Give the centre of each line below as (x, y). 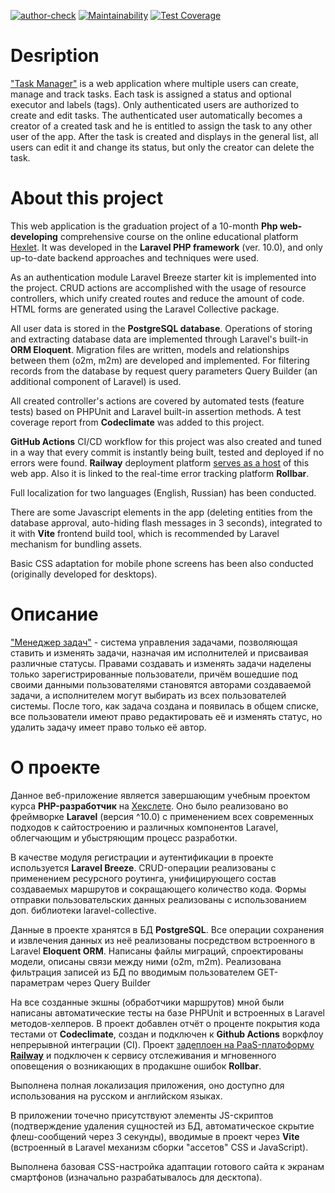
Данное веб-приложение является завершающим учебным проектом (160, 795)
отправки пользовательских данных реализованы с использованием (158, 899)
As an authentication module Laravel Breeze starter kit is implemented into (163, 277)
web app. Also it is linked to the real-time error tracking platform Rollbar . (160, 473)
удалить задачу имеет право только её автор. (108, 727)
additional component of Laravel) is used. (96, 381)
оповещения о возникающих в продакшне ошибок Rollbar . (136, 1066)
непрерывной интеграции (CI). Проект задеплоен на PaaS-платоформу (162, 1044)
